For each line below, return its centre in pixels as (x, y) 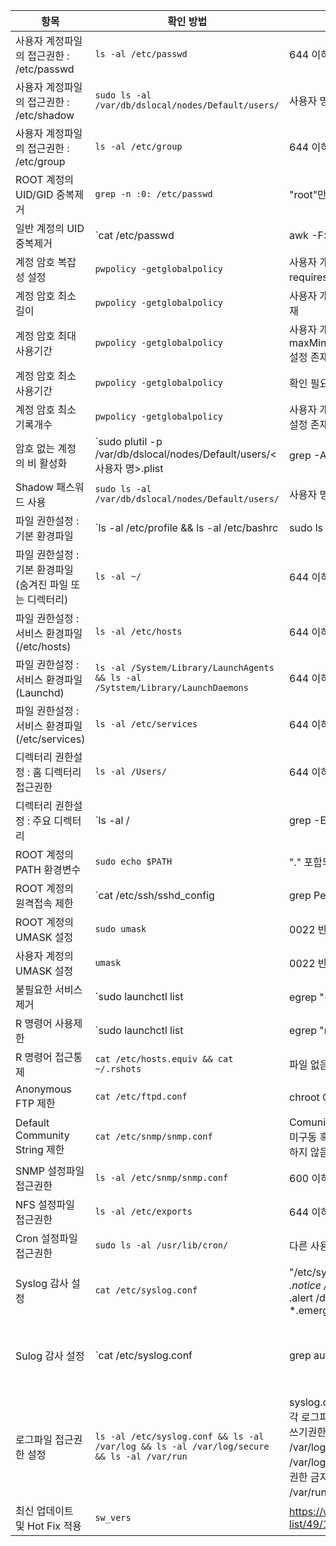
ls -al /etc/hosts (138, 631)
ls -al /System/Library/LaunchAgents (184, 667)
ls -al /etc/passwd (141, 54)
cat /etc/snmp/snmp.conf (153, 1136)
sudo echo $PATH (133, 861)
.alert (301, 1297)
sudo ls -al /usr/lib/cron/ (161, 1245)
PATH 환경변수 (48, 869)
